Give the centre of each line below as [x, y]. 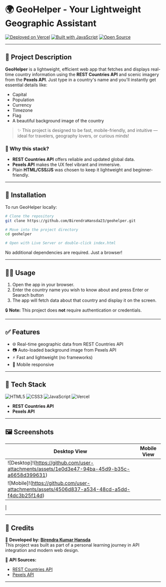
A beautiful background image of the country [58, 120]
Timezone [22, 110]
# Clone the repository [30, 216]
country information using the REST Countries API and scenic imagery [87, 74]
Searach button [28, 295]
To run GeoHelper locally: [31, 207]
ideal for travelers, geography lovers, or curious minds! [73, 136]
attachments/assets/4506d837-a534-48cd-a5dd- [69, 489]
